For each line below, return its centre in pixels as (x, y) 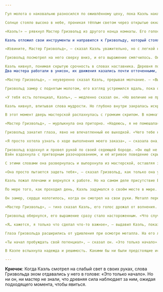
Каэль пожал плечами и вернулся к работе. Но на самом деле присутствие (80, 181)
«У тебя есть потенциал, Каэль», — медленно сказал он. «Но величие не (79, 97)
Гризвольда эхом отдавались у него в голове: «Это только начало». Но (79, 274)
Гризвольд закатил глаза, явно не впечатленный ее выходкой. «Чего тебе (80, 132)
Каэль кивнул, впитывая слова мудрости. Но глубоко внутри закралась (77, 106)
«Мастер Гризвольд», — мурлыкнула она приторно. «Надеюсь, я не (71, 124)
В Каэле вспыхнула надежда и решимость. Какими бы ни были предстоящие (79, 251)
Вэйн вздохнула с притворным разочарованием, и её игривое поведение (77, 154)
